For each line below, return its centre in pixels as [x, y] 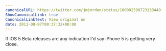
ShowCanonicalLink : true [32, 15]
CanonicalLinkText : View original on [45, 19]
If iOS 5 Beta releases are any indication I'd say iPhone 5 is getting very [80, 39]
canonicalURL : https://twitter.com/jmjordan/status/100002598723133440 [83, 10]
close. [12, 44]
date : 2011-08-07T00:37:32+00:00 [41, 24]
